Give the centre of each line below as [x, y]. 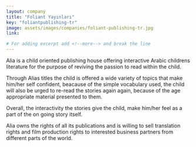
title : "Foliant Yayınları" [40, 17]
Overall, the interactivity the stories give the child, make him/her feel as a [94, 108]
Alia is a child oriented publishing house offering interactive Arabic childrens [98, 60]
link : [13, 33]
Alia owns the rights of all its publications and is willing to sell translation [93, 126]
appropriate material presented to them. [54, 97]
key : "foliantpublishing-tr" [42, 22]
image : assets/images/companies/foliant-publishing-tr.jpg [80, 28]
